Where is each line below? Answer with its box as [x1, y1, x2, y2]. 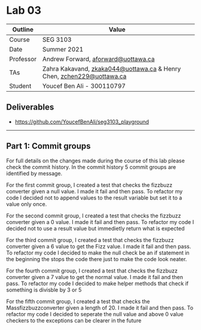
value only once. [6, 200, 47, 207]
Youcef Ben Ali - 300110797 [42, 81, 126, 90]
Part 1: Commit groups [6, 141, 91, 152]
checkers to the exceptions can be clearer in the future [6, 317, 142, 324]
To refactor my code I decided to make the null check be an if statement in [6, 249, 190, 256]
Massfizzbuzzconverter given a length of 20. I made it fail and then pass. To [6, 304, 193, 311]
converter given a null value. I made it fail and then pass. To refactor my [6, 187, 183, 195]
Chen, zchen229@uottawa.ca [42, 72, 127, 80]
